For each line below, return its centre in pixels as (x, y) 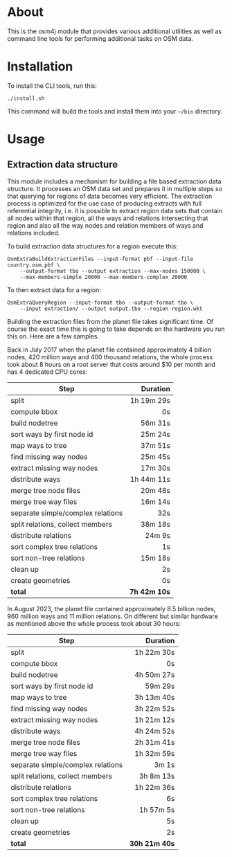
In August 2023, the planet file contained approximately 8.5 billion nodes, (111, 608)
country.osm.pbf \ (34, 265)
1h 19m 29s (150, 400)
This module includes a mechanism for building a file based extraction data (114, 181)
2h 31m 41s (155, 742)
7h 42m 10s (150, 591)
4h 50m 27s (155, 674)
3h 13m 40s (155, 697)
